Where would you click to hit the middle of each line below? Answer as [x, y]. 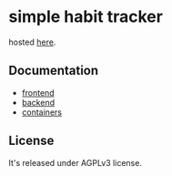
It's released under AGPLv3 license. [76, 162]
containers [42, 112]
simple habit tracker [86, 17]
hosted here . [32, 42]
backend [38, 102]
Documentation [54, 71]
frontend [38, 92]
